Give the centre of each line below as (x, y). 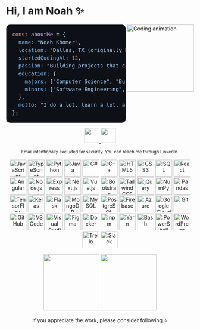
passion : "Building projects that (68, 66)
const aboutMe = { (39, 34)
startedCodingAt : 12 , (50, 58)
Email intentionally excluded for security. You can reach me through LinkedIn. (100, 152)
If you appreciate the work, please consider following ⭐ (100, 320)
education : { (37, 73)
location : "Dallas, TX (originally (70, 50)
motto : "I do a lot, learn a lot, (68, 105)
